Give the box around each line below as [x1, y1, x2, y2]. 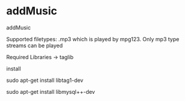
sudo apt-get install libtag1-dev [6, 76, 84, 84]
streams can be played [6, 42, 63, 49]
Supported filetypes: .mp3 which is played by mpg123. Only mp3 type [6, 35, 180, 42]
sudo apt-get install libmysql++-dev [6, 88, 95, 95]
